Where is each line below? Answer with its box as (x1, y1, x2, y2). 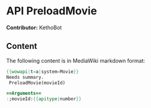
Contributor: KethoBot (6, 24, 62, 31)
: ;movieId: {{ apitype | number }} (6, 96, 82, 102)
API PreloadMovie (6, 4, 97, 18)
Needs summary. (6, 74, 44, 80)
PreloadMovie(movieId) (8, 79, 66, 86)
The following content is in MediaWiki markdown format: (6, 57, 146, 64)
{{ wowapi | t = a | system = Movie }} (6, 69, 79, 75)
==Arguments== (6, 91, 42, 97)
